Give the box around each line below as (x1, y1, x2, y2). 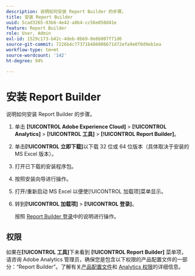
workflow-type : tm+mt (6, 47, 59, 53)
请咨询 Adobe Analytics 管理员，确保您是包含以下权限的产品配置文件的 (6, 256, 177, 263)
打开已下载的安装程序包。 (14, 163, 77, 170)
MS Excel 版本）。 (14, 151, 57, 158)
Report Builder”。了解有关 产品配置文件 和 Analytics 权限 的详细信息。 (18, 263, 184, 271)
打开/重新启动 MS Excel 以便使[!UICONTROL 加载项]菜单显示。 (14, 188, 167, 195)
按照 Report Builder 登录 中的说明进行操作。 (14, 213, 119, 220)
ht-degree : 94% (6, 58, 43, 64)
